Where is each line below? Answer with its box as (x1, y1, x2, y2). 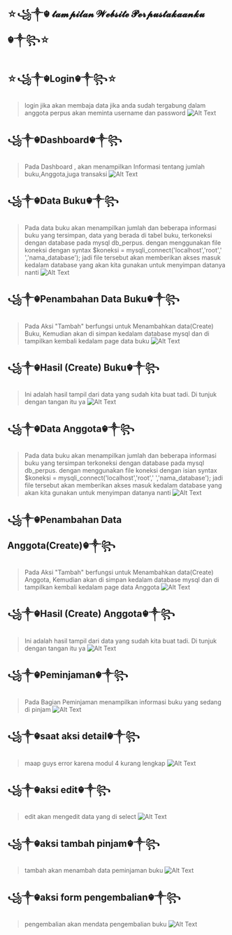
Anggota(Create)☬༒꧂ (7, 539, 116, 551)
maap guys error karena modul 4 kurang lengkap (24, 759, 166, 767)
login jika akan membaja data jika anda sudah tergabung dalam (24, 101, 206, 110)
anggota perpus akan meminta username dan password (24, 109, 186, 117)
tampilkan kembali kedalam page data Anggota (24, 583, 160, 592)
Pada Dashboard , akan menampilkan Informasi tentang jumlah (24, 162, 205, 171)
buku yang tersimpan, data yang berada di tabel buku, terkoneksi (24, 231, 212, 239)
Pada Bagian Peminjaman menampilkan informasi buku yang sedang (24, 697, 222, 706)
